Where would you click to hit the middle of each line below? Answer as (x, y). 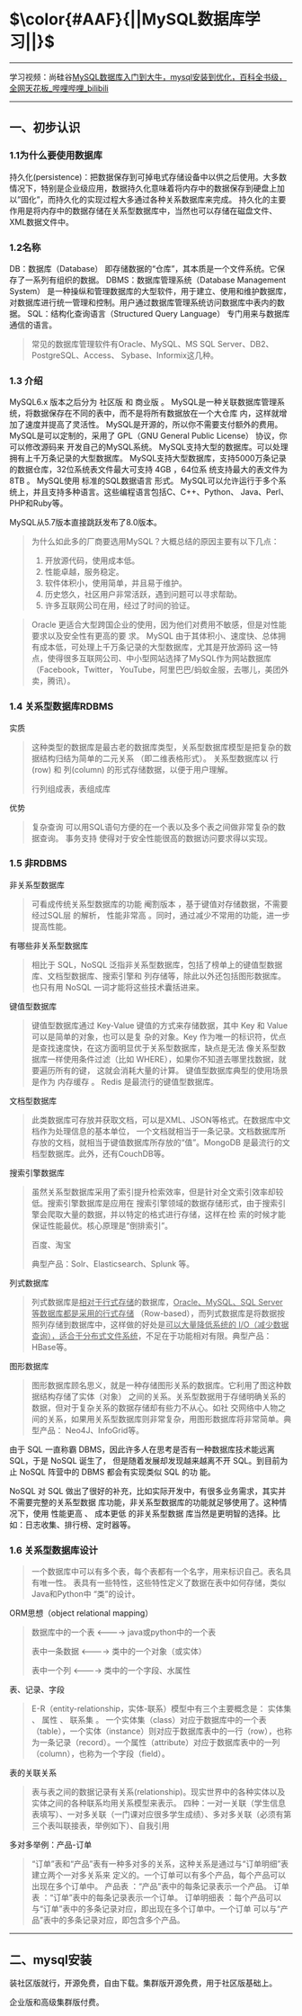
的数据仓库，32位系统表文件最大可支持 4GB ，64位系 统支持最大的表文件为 (149, 470)
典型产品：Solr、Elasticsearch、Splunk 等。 (113, 1263)
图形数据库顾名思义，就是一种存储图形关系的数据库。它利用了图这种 (157, 1385)
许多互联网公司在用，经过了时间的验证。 (120, 605)
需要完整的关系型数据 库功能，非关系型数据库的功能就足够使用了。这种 (148, 1502)
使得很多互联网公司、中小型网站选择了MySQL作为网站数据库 (159, 659)
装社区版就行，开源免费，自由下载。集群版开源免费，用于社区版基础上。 (143, 1983)
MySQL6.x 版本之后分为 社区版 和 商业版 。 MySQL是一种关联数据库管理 (143, 402)
